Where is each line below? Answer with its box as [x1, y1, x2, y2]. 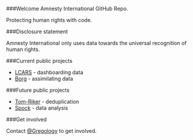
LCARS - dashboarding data [14, 69, 84, 76]
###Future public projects [6, 87, 70, 94]
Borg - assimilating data [14, 75, 73, 82]
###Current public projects [6, 58, 73, 64]
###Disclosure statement [6, 28, 68, 35]
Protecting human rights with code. [6, 17, 92, 23]
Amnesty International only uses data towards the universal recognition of [6, 40, 187, 46]
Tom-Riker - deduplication [14, 98, 79, 105]
